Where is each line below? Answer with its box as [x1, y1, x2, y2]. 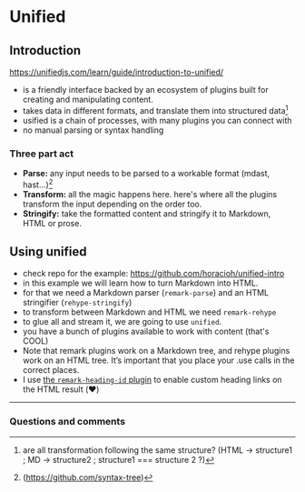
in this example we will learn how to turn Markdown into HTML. [22, 277, 259, 288]
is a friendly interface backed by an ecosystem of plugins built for [22, 85, 270, 95]
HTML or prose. [22, 217, 82, 228]
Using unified [9, 244, 87, 259]
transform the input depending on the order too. [22, 198, 202, 209]
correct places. [22, 365, 80, 376]
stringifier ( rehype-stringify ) [22, 297, 133, 308]
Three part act [9, 147, 74, 160]
